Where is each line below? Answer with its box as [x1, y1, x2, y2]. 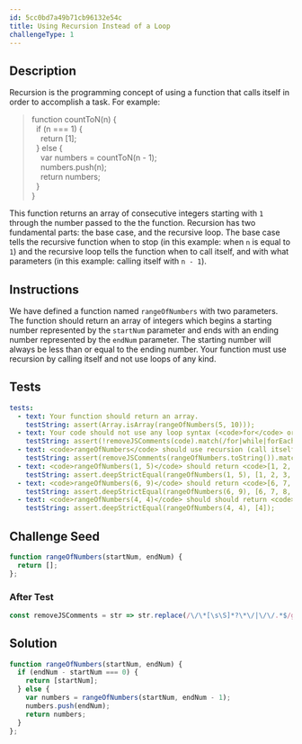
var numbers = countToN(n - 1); [40, 152, 157, 163]
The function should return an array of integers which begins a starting [9, 316, 272, 326]
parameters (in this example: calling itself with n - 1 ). [9, 255, 207, 266]
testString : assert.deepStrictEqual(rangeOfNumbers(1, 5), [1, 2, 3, [25, 470, 292, 480]
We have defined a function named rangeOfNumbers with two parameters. [9, 306, 279, 316]
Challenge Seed [9, 528, 101, 544]
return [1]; [40, 133, 77, 144]
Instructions [9, 282, 79, 297]
